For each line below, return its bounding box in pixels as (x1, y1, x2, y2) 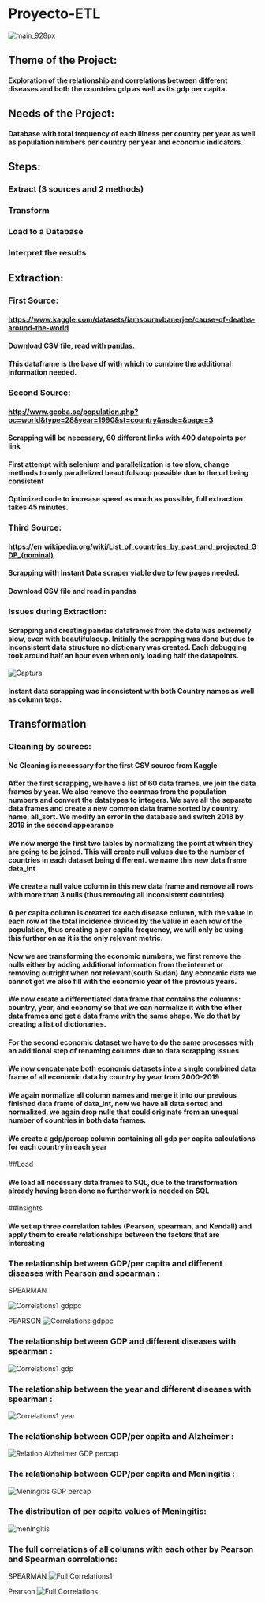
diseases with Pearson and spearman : (8, 1267, 160, 1278)
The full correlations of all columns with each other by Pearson (8, 1543, 254, 1554)
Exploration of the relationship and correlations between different (8, 76, 228, 85)
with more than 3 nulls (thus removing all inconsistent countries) (8, 890, 225, 900)
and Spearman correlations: (8, 1553, 118, 1564)
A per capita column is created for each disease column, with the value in (8, 908, 254, 918)
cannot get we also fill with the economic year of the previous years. (8, 976, 237, 986)
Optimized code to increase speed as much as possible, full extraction (8, 494, 243, 504)
